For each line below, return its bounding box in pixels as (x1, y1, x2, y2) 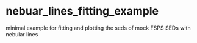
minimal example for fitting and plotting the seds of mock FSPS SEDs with (5, 24, 191, 31)
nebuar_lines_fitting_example (5, 4, 159, 18)
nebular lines (5, 30, 38, 38)
